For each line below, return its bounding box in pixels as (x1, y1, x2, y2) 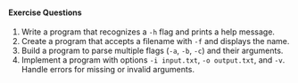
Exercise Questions (8, 7, 82, 18)
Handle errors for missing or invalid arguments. (21, 64, 195, 75)
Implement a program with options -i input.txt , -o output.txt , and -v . (21, 55, 286, 65)
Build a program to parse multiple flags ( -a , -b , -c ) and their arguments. (21, 45, 284, 57)
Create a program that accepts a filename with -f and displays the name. (21, 36, 290, 47)
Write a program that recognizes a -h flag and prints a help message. (21, 26, 276, 37)
